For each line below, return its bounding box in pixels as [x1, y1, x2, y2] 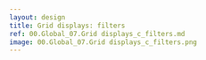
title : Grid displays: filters [9, 21, 126, 30]
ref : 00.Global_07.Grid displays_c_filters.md [9, 29, 185, 38]
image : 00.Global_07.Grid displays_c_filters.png [9, 37, 198, 47]
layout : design [9, 12, 66, 22]
